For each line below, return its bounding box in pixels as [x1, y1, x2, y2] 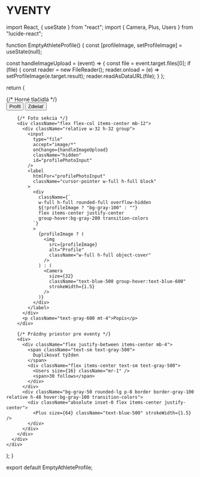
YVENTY [6, 4, 51, 17]
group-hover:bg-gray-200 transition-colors [38, 215, 149, 221]
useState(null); [6, 48, 43, 55]
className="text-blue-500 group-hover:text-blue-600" [49, 278, 186, 285]
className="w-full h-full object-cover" [49, 252, 151, 258]
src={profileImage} [49, 241, 98, 247]
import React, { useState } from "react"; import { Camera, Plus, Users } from [6, 23, 193, 31]
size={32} [49, 273, 74, 279]
